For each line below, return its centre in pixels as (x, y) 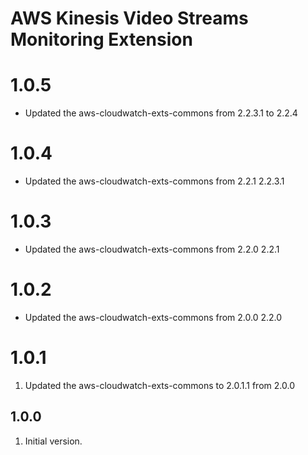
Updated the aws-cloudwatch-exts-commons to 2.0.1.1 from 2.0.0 (159, 385)
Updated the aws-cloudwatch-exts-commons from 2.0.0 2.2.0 (153, 317)
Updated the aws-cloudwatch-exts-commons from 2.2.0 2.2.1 (152, 249)
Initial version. (53, 441)
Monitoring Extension (101, 39)
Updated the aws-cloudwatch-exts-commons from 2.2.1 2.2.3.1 (154, 181)
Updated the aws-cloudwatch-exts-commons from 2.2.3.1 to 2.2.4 (161, 113)
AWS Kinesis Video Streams (129, 18)
